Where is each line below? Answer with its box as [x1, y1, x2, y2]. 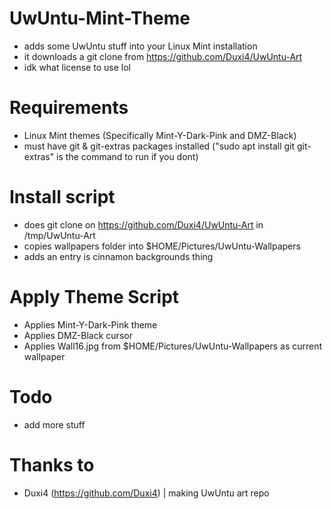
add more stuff [23, 418, 86, 431]
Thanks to [9, 453, 95, 476]
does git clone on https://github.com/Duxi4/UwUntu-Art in [23, 218, 264, 231]
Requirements [9, 97, 129, 119]
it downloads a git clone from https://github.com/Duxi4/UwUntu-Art [23, 50, 303, 62]
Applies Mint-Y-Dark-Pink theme [23, 318, 158, 331]
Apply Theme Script [9, 286, 180, 308]
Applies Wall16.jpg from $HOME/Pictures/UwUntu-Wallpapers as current [23, 340, 323, 352]
